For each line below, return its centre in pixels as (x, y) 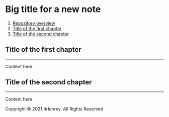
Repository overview (34, 23)
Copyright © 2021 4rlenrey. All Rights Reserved (54, 108)
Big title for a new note (53, 9)
